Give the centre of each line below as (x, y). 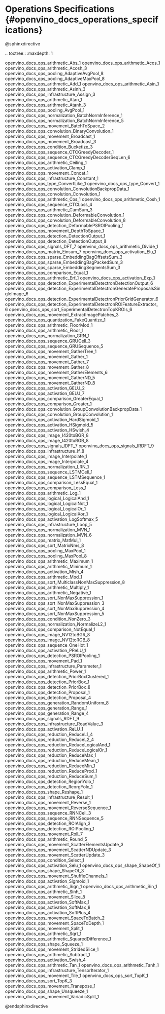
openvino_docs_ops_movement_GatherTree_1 (51, 351)
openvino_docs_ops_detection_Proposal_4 (48, 698)
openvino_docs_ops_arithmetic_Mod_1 (44, 577)
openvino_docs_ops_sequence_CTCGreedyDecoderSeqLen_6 (68, 157)
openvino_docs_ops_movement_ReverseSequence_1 (58, 808)
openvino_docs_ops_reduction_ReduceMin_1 (50, 766)
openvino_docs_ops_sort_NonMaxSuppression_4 (55, 608)
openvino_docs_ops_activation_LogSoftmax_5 (52, 519)
